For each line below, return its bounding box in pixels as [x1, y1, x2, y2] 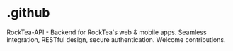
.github [6, 5, 50, 21]
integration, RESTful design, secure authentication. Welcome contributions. [6, 35, 226, 43]
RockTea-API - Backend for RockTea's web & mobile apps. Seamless [6, 28, 207, 36]
